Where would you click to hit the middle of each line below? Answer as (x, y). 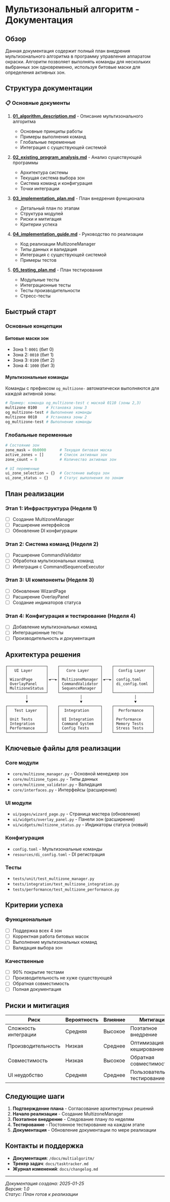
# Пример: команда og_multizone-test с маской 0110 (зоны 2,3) (73, 403)
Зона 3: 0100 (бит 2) (33, 360)
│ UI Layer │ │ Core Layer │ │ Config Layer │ (80, 671)
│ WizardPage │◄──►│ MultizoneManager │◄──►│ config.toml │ (80, 679)
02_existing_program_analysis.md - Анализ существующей (77, 157)
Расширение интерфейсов (41, 525)
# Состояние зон (22, 446)
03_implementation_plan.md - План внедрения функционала (78, 198)
